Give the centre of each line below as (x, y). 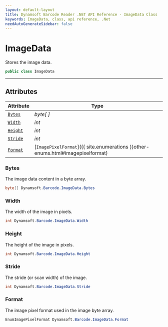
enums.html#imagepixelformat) (71, 153)
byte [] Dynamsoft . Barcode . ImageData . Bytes (50, 188)
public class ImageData (30, 71)
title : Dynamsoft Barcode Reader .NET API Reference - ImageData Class (81, 14)
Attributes (21, 92)
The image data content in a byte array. (46, 179)
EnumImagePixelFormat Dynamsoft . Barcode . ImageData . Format (67, 319)
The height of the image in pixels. (39, 244)
